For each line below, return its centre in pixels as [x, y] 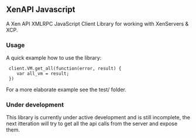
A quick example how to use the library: [54, 58]
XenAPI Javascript [41, 10]
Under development [35, 105]
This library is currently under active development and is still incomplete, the [98, 118]
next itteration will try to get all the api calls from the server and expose [92, 124]
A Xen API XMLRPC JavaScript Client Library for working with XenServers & [97, 23]
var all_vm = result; [43, 74]
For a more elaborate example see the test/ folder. [66, 89]
